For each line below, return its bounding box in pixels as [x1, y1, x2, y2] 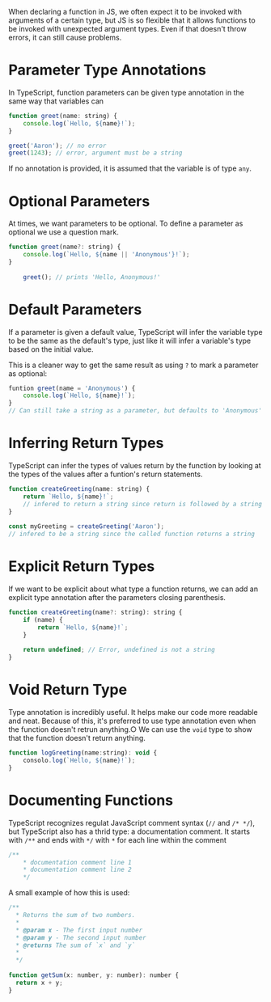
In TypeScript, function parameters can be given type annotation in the [8, 87, 244, 97]
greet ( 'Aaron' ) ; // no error [8, 142, 107, 150]
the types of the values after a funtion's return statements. [8, 469, 203, 479]
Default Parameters [8, 300, 142, 319]
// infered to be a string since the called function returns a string [8, 530, 255, 539]
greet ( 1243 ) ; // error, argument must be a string [8, 149, 183, 157]
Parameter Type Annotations [8, 61, 206, 79]
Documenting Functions [8, 791, 174, 810]
